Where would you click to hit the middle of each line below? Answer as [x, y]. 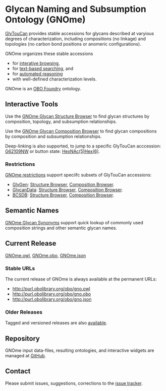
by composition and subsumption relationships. [54, 136]
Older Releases [24, 312]
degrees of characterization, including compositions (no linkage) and [76, 39]
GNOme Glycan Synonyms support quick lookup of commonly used [74, 222]
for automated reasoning [37, 73]
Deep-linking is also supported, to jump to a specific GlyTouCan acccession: [83, 146]
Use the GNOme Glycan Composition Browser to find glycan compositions [81, 131]
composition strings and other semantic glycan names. [61, 228]
